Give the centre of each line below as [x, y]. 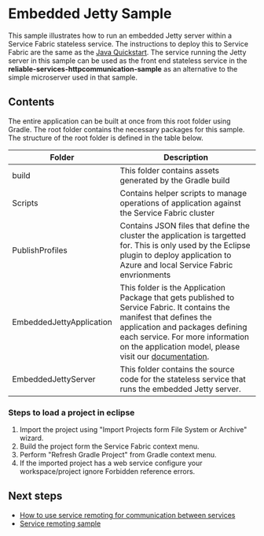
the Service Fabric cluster [167, 213]
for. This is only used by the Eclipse [185, 245]
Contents [31, 102]
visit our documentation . [165, 357]
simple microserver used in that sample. [73, 77]
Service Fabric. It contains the [175, 307]
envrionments [145, 275]
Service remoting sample [60, 523]
